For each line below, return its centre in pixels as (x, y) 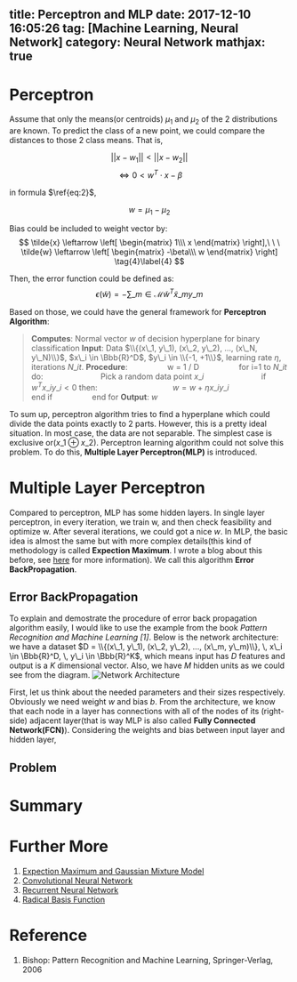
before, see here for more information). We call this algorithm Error (132, 559)
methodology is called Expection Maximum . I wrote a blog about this (136, 550)
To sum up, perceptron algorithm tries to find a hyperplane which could (140, 414)
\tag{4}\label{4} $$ (149, 262)
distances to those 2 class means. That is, (86, 141)
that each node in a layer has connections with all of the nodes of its (134, 712)
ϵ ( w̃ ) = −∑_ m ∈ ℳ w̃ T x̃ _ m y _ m (149, 294)
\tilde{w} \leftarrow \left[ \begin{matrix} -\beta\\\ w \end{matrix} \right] (149, 252)
